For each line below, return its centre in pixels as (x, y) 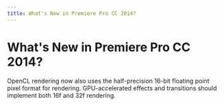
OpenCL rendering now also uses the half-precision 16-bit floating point (109, 81)
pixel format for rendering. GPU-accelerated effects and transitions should (112, 88)
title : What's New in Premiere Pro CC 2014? (72, 13)
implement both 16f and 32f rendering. (62, 95)
